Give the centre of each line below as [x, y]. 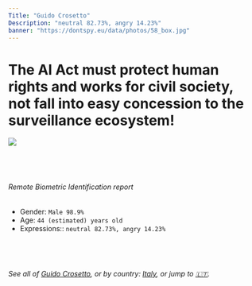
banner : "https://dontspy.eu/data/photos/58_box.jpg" [99, 30]
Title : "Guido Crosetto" [49, 15]
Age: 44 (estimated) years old [71, 220]
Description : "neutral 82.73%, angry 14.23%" [85, 23]
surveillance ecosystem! [91, 120]
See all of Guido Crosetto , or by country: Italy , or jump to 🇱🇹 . [109, 273]
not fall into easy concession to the [126, 103]
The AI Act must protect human [114, 70]
